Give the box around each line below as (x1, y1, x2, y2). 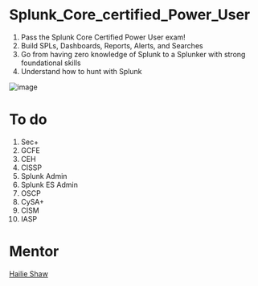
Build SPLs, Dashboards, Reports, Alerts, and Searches (20, 40, 203, 50)
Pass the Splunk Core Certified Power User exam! (20, 32, 186, 42)
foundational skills (20, 58, 81, 68)
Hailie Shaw (9, 268, 49, 279)
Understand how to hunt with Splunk (20, 66, 142, 76)
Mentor (9, 242, 59, 261)
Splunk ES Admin (20, 180, 79, 189)
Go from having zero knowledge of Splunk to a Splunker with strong (20, 49, 246, 59)
